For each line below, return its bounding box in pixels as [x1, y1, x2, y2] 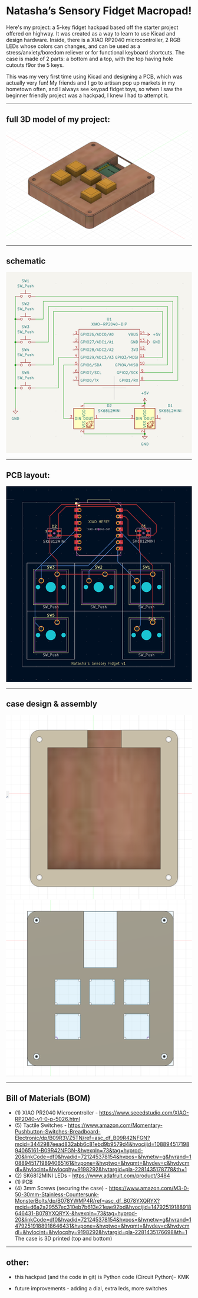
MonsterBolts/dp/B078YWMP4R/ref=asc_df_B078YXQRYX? [14, 1197, 160, 1204]
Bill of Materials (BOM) [6, 1093, 91, 1103]
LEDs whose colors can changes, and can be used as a [6, 43, 140, 50]
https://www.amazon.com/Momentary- [68, 1122, 163, 1129]
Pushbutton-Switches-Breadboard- [14, 1128, 101, 1135]
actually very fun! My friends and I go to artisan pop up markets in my [6, 79, 176, 86]
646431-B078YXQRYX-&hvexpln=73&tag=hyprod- [14, 1209, 137, 1217]
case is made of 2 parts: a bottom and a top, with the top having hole [6, 55, 174, 62]
